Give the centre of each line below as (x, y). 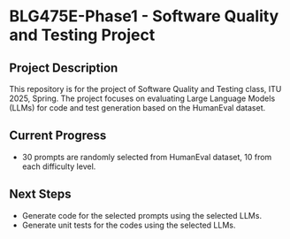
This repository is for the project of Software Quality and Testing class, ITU (145, 89)
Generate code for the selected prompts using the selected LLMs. (142, 215)
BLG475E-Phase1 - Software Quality (144, 16)
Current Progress (58, 136)
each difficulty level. (59, 166)
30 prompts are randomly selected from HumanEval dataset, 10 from (147, 157)
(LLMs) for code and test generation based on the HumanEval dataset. (137, 108)
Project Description (64, 68)
